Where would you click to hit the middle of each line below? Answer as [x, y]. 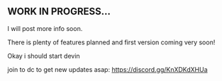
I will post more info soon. [45, 28]
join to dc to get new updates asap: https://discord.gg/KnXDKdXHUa [107, 69]
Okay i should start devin [44, 56]
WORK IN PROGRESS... [59, 12]
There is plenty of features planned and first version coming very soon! [111, 42]
